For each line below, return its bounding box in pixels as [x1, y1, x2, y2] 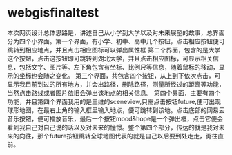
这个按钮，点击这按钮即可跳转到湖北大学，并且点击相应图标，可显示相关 [7, 54, 213, 63]
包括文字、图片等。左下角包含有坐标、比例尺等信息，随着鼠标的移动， [19, 63, 219, 71]
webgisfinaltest [7, 5, 99, 21]
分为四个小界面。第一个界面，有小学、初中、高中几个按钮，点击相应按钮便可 [7, 37, 225, 45]
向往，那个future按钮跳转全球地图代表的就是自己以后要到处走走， [19, 132, 206, 140]
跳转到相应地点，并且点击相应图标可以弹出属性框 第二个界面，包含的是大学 [7, 45, 221, 54]
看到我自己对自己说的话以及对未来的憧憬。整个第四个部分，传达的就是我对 [7, 123, 219, 132]
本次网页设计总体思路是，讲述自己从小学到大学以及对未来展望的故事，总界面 [7, 28, 225, 37]
